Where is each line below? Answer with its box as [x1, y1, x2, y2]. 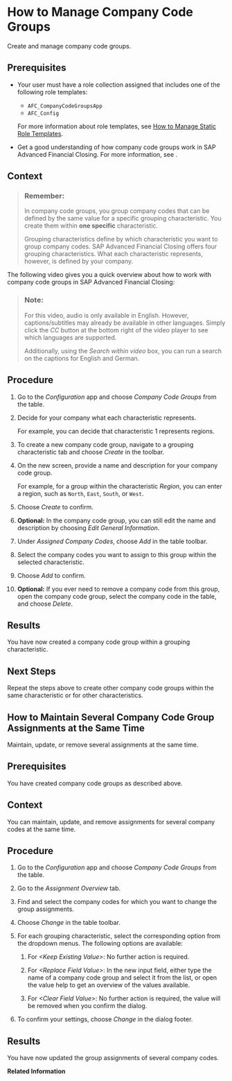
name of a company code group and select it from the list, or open [27, 973, 217, 982]
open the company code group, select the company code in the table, [17, 592, 217, 600]
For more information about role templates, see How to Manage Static [17, 122, 217, 130]
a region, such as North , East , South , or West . [17, 489, 144, 497]
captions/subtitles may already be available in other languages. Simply [24, 318, 226, 327]
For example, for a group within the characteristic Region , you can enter [17, 482, 223, 490]
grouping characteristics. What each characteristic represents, [24, 250, 203, 258]
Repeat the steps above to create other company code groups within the [7, 684, 215, 692]
